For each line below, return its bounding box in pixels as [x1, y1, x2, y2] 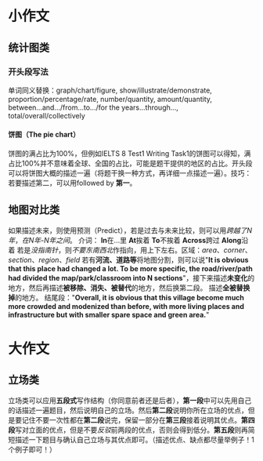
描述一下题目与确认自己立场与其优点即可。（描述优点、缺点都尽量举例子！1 [14, 434, 254, 444]
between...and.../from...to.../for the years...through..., [8, 103, 178, 112]
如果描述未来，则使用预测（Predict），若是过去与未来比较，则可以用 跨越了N [8, 225, 253, 235]
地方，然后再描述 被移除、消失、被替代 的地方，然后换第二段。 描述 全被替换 [8, 283, 250, 292]
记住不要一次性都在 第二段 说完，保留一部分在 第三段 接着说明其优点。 [21, 415, 241, 424]
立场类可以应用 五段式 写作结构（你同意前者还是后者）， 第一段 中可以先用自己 [8, 395, 252, 405]
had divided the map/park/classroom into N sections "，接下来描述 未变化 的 [8, 273, 255, 282]
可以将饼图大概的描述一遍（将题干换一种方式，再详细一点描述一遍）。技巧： [8, 169, 252, 178]
